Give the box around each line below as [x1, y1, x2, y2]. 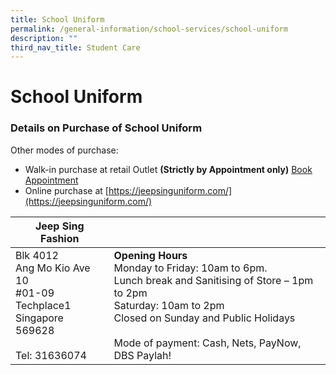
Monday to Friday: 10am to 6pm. [113, 261, 268, 275]
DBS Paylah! [113, 348, 172, 362]
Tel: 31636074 [15, 348, 87, 362]
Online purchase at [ [24, 184, 109, 196]
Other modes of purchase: [10, 144, 119, 156]
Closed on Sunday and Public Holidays [113, 311, 296, 325]
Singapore [15, 311, 64, 325]
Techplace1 [15, 298, 72, 312]
